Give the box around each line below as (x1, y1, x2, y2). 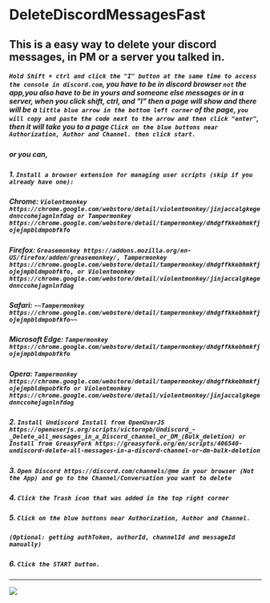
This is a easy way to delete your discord (9, 38, 217, 51)
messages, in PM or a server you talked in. (9, 50, 225, 63)
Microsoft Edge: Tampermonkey (9, 334, 109, 344)
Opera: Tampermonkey (9, 369, 78, 378)
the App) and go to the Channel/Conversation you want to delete (9, 474, 232, 482)
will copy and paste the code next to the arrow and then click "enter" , (9, 114, 260, 123)
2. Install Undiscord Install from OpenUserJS (9, 417, 165, 427)
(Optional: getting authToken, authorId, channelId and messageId (9, 533, 236, 541)
